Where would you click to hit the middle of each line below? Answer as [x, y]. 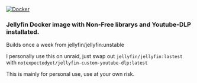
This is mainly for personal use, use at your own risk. [70, 74]
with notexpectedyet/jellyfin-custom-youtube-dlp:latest [77, 63]
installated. [23, 31]
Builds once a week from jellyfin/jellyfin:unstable [65, 45]
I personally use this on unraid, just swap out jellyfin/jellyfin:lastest [94, 56]
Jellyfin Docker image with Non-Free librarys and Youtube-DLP [98, 24]
